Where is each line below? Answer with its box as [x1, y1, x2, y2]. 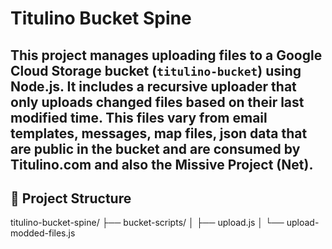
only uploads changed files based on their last [10, 93, 305, 111]
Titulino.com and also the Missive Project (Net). [10, 156, 314, 173]
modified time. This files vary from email [10, 109, 268, 126]
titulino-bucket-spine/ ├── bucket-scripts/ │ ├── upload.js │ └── [10, 217, 285, 229]
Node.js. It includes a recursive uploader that [10, 78, 297, 95]
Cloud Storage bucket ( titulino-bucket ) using [10, 62, 302, 79]
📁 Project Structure [10, 190, 132, 207]
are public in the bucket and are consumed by [10, 140, 301, 157]
